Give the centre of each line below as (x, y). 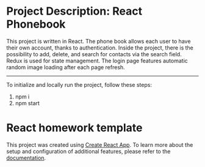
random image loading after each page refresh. (66, 67)
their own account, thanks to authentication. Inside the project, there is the (100, 48)
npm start (27, 103)
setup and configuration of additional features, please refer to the (88, 151)
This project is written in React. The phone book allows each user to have (99, 41)
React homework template (74, 128)
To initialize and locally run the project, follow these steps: (79, 84)
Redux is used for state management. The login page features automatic (97, 61)
